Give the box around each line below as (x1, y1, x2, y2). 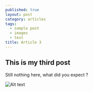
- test (10, 35, 24, 40)
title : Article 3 (5, 40, 42, 45)
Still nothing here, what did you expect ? (5, 71, 88, 77)
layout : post (5, 12, 33, 17)
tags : (5, 21, 17, 26)
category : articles (5, 16, 46, 21)
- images (10, 30, 28, 35)
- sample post (10, 26, 39, 31)
